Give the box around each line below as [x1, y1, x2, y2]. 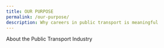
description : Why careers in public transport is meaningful [6, 19, 159, 25]
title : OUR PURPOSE [6, 8, 54, 15]
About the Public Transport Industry [6, 36, 93, 43]
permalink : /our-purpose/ [6, 14, 69, 20]
